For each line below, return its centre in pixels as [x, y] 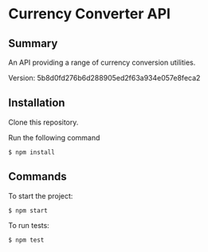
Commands [38, 177]
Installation [37, 103]
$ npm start [28, 211]
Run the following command [54, 137]
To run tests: [29, 225]
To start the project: [41, 195]
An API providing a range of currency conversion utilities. [102, 62]
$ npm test [26, 240]
